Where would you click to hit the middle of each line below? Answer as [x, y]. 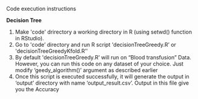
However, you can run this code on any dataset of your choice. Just [99, 64]
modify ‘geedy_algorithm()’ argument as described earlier [86, 70]
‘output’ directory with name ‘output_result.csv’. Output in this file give [102, 83]
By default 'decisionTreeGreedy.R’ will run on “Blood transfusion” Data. [103, 57]
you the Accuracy [37, 89]
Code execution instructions [41, 9]
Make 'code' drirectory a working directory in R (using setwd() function [103, 32]
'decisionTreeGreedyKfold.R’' [51, 51]
